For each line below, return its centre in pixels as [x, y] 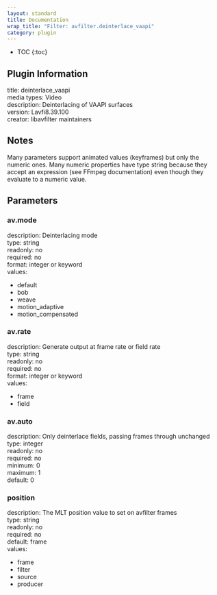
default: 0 [21, 480]
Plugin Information [48, 74]
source [27, 577]
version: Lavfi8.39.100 [38, 112]
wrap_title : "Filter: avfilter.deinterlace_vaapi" [81, 26]
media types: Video [35, 97]
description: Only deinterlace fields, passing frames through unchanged [108, 437]
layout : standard [32, 13]
